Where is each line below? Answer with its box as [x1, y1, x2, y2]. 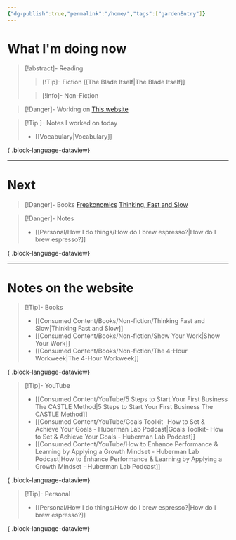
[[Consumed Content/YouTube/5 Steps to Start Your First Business [34, 395, 228, 403]
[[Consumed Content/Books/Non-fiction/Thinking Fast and [34, 317, 205, 325]
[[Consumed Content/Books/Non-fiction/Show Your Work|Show [34, 332, 220, 340]
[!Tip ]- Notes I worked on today [24, 118, 118, 127]
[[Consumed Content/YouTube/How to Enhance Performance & [34, 440, 218, 448]
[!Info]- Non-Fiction [41, 91, 99, 99]
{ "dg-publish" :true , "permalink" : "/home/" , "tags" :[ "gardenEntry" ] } [7, 10, 206, 18]
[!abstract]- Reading [24, 64, 84, 73]
